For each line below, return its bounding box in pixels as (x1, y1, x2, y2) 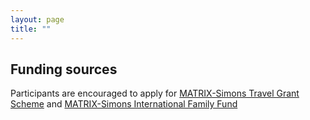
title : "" (10, 24, 52, 34)
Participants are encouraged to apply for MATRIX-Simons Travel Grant (10, 87, 300, 100)
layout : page (10, 14, 65, 25)
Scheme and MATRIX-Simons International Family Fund (10, 98, 238, 110)
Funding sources (10, 61, 118, 78)
